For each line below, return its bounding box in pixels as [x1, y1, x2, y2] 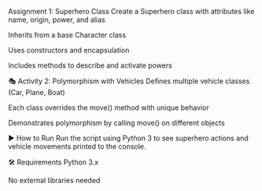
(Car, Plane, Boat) [8, 88, 65, 97]
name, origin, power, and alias [8, 15, 105, 24]
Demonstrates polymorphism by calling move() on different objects [8, 118, 226, 127]
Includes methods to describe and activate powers [8, 61, 173, 70]
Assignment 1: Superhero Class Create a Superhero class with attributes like [8, 7, 255, 16]
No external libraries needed [8, 176, 101, 185]
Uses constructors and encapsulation [8, 46, 130, 54]
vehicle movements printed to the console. [8, 141, 147, 151]
